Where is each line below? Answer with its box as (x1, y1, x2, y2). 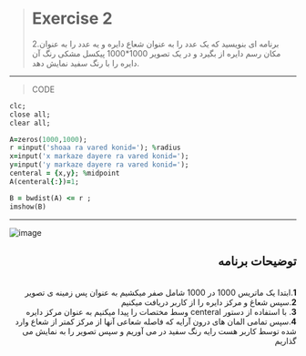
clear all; (9, 118, 51, 127)
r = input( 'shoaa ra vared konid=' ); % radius (9, 143, 181, 153)
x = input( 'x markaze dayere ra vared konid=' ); (9, 152, 189, 161)
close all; (9, 109, 51, 119)
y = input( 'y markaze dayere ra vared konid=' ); (9, 160, 189, 169)
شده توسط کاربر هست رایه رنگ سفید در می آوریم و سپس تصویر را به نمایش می (22, 326, 297, 337)
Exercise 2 (31, 8, 113, 29)
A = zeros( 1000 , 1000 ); (9, 135, 88, 144)
